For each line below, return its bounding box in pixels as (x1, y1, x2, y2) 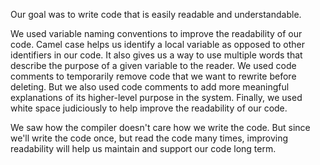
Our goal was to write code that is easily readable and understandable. (10, 9, 302, 20)
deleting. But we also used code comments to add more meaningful (10, 81, 290, 93)
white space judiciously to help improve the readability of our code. (10, 102, 288, 114)
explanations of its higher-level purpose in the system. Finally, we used (10, 92, 303, 103)
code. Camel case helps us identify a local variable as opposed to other (10, 39, 306, 50)
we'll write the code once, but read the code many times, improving (10, 132, 289, 144)
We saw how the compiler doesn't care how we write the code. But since (10, 122, 311, 133)
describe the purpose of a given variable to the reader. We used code (10, 60, 297, 71)
